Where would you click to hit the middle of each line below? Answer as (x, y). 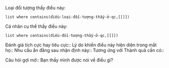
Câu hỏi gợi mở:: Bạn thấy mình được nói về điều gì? (59, 60)
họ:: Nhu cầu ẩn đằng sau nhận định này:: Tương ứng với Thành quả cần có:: (85, 50)
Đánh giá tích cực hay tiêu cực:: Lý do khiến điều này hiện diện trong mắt (81, 45)
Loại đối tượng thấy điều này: (35, 8)
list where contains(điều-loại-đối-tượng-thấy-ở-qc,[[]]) (67, 17)
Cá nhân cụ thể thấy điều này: (36, 26)
